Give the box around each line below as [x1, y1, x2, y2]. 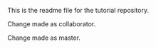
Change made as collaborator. [7, 20, 96, 28]
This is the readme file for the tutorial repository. [7, 6, 150, 14]
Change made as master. [7, 33, 80, 42]
